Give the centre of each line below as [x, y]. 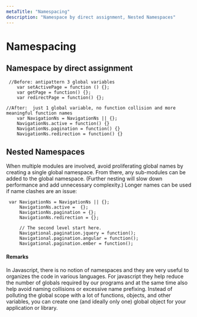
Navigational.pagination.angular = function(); [79, 238]
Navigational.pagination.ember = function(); [76, 244]
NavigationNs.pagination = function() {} [68, 129]
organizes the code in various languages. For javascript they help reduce [95, 276]
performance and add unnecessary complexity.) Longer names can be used [99, 185]
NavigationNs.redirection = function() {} [70, 134]
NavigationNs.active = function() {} [63, 123]
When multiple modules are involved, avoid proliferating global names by [95, 166]
